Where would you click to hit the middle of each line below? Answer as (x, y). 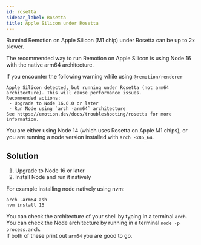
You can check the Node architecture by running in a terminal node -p (93, 223)
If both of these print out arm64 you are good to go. (69, 236)
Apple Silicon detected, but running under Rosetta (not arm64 (88, 88)
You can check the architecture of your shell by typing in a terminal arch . (97, 217)
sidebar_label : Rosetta (36, 18)
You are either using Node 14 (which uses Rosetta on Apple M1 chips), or (97, 131)
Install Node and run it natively (53, 177)
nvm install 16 (25, 205)
